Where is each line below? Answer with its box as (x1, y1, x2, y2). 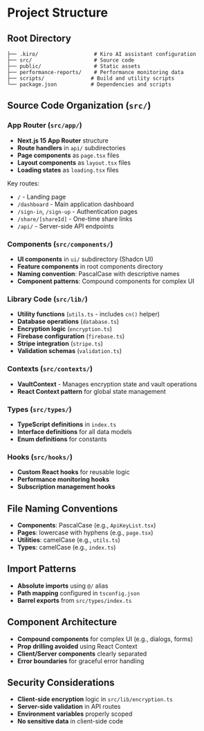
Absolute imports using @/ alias (17, 581, 109, 590)
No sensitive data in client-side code (17, 717, 123, 725)
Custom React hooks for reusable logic (17, 468, 130, 476)
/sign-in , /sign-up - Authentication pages (17, 207, 138, 215)
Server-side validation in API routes (17, 703, 121, 711)
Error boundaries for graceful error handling (17, 656, 145, 665)
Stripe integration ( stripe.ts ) (17, 339, 104, 348)
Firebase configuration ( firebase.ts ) (17, 332, 125, 341)
